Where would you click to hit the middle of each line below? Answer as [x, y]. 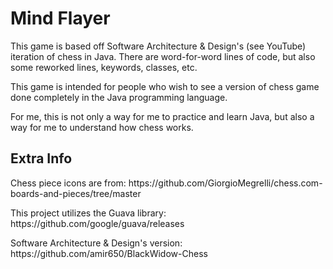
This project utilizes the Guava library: [88, 213]
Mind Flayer [60, 18]
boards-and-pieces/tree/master [76, 193]
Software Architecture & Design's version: [96, 243]
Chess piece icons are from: [68, 183]
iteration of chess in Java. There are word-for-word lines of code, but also [163, 56]
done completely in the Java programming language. [119, 97]
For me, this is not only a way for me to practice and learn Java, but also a [162, 116]
